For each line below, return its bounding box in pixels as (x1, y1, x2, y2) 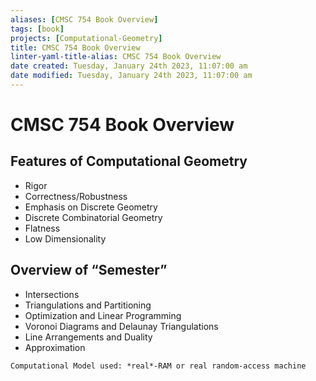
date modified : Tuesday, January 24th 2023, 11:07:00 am (10, 71, 253, 81)
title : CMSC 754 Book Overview (10, 42, 141, 53)
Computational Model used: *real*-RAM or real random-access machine (10, 361, 307, 371)
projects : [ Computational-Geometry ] (10, 33, 163, 43)
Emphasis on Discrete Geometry (24, 201, 158, 213)
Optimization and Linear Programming (24, 309, 182, 321)
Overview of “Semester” (10, 262, 168, 279)
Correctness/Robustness (24, 190, 128, 202)
